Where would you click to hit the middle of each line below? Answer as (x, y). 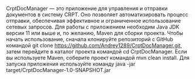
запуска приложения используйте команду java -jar (71, 64)
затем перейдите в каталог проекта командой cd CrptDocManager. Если (97, 51)
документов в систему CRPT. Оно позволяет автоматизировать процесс (97, 15)
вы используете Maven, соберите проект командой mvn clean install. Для (98, 58)
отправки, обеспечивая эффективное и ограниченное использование (94, 21)
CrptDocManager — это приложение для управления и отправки (87, 8)
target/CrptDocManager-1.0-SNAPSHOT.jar (59, 70)
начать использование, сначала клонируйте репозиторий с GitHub (90, 39)
